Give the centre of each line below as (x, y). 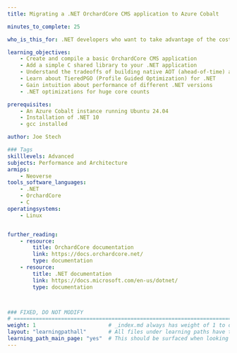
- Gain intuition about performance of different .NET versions (116, 85)
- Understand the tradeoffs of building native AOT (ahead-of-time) (123, 72)
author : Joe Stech (34, 137)
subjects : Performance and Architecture (68, 163)
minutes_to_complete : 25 (44, 27)
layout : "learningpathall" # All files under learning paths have (116, 332)
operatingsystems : (34, 209)
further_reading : (33, 234)
